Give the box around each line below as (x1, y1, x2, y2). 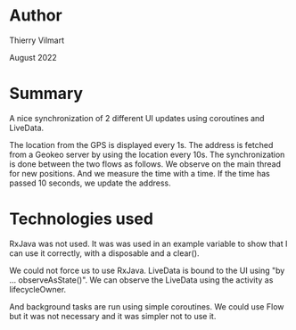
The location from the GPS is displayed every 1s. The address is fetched (9, 139, 274, 150)
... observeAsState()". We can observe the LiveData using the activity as (9, 274, 274, 285)
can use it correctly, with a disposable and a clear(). (9, 247, 200, 259)
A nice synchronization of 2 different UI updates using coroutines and (9, 112, 265, 123)
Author (9, 5, 62, 26)
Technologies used (9, 209, 154, 229)
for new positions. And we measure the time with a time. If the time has (9, 168, 270, 178)
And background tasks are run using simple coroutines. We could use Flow (9, 301, 284, 312)
